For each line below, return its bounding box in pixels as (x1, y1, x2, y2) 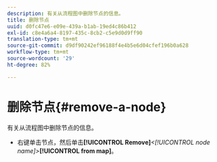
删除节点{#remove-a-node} (7, 99, 167, 114)
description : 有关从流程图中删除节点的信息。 (7, 10, 124, 17)
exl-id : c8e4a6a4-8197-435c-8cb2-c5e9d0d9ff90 (7, 29, 143, 37)
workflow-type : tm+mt (7, 49, 69, 56)
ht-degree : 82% (7, 61, 51, 68)
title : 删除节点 (7, 17, 49, 23)
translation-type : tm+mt (7, 36, 78, 43)
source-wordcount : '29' (7, 55, 76, 62)
